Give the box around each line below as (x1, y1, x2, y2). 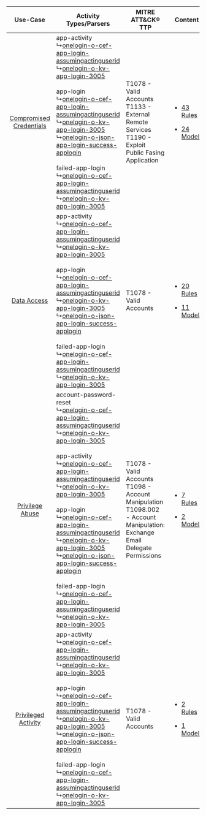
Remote (125, 118, 148, 126)
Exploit (125, 141, 146, 149)
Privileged (15, 711, 45, 719)
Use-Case (14, 15, 46, 24)
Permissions (125, 552, 161, 559)
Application (125, 156, 159, 164)
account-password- (56, 390, 116, 399)
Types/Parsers (66, 20, 110, 28)
